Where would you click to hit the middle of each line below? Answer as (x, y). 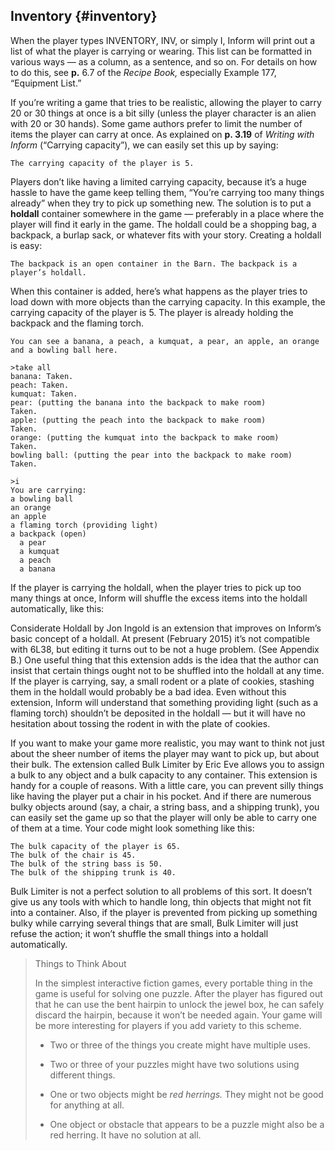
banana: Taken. (42, 376)
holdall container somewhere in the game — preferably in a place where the (167, 213)
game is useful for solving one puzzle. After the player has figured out (178, 993)
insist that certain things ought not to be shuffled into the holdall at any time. (167, 670)
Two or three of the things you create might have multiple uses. (180, 1045)
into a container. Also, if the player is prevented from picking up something (164, 912)
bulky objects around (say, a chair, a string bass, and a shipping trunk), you (165, 806)
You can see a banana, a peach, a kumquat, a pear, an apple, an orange (165, 341)
